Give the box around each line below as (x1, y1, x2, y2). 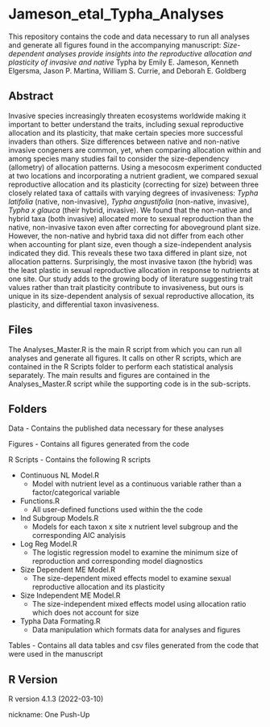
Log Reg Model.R (19, 539, 78, 549)
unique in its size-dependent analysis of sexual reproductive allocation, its (8, 291, 255, 300)
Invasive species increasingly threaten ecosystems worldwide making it (8, 111, 247, 120)
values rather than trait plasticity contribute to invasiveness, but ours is (8, 282, 244, 292)
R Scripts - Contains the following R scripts (8, 455, 152, 464)
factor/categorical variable (31, 488, 121, 498)
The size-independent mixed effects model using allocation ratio (31, 599, 247, 609)
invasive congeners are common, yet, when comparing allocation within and (8, 145, 262, 154)
